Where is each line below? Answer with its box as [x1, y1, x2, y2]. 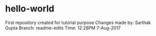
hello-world [5, 3, 55, 14]
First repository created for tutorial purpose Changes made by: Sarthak [5, 19, 151, 25]
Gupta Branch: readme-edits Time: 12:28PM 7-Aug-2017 [5, 24, 121, 30]
